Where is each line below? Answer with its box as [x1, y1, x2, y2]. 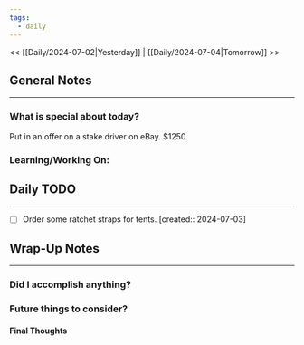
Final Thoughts [9, 325, 68, 336]
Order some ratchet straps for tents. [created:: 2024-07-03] [22, 214, 247, 225]
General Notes [9, 72, 92, 88]
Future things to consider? [9, 302, 128, 315]
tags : [9, 13, 30, 23]
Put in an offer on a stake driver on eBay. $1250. [9, 130, 188, 141]
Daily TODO [9, 181, 77, 196]
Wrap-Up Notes [9, 241, 100, 256]
